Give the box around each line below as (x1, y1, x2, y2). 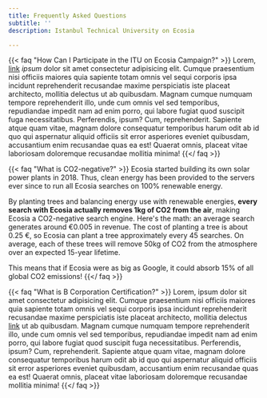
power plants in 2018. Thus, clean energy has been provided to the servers (8, 173, 255, 182)
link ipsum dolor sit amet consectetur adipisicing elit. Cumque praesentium (8, 64, 254, 74)
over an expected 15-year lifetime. (8, 248, 122, 257)
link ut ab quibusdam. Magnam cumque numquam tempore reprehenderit (8, 321, 250, 331)
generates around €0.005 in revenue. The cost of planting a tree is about (8, 222, 249, 232)
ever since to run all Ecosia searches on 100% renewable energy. (8, 181, 223, 191)
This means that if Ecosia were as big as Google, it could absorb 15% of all (8, 263, 254, 273)
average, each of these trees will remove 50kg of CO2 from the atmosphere (8, 239, 258, 249)
